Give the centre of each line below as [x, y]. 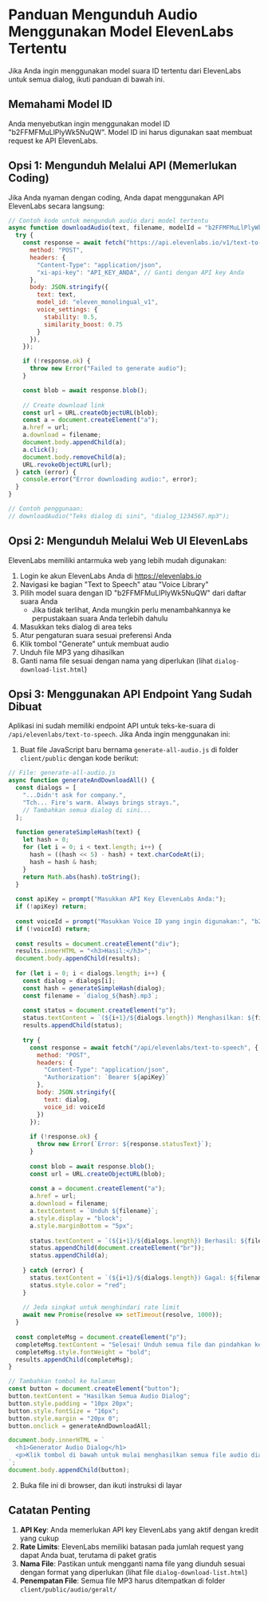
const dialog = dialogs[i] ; [69, 981]
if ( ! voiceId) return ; [53, 929]
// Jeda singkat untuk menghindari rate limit [101, 1307]
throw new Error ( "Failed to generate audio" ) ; [108, 369]
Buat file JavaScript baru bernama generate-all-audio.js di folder [129, 750]
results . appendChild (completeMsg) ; [75, 1359]
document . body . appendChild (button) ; [69, 1470]
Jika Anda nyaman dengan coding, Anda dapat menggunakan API [116, 197]
